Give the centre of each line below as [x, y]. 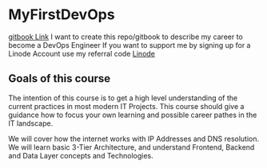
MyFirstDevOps [62, 15]
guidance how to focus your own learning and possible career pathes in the [133, 115]
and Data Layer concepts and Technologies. [81, 155]
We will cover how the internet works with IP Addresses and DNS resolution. [134, 139]
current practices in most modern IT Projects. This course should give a [126, 106]
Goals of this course [60, 78]
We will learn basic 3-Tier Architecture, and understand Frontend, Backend [132, 147]
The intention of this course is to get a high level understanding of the [123, 98]
